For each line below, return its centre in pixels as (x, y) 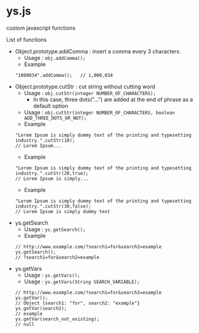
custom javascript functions (41, 28)
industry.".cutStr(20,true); (52, 173)
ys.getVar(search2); (41, 308)
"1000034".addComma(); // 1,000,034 (64, 75)
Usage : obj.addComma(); (55, 58)
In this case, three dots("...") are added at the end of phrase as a (113, 99)
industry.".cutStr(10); (45, 140)
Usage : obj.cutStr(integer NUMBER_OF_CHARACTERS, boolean (99, 112)
